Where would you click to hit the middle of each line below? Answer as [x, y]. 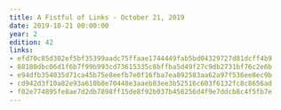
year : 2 [24, 34]
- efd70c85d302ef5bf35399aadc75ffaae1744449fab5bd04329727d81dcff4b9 [141, 59]
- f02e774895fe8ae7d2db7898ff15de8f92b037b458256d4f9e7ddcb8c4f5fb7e [141, 91]
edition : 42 [31, 42]
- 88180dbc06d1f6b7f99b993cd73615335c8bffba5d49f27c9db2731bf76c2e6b [141, 67]
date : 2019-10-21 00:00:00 [59, 26]
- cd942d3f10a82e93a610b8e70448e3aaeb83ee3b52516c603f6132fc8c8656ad [141, 83]
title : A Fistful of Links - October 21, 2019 [97, 17]
